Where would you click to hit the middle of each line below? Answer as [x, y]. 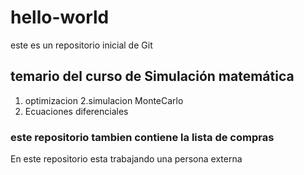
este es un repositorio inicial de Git [81, 45]
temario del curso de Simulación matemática [152, 76]
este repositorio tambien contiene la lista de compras [142, 137]
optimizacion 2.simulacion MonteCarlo [104, 100]
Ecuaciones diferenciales [76, 111]
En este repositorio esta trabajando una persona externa [126, 159]
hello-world [60, 17]
